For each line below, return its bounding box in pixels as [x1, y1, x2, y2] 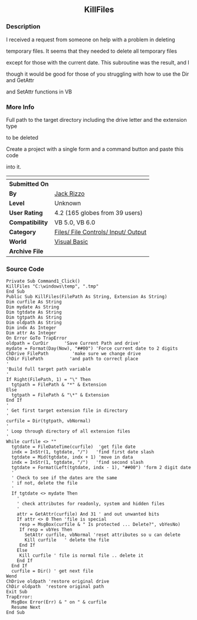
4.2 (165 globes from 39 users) [54, 208, 143, 217]
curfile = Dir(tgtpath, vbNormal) [6, 418, 91, 424]
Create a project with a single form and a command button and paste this [6, 145, 184, 153]
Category [9, 228, 37, 236]
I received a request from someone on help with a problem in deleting [6, 35, 175, 43]
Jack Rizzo [54, 189, 85, 198]
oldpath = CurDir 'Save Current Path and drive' [6, 340, 142, 347]
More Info [6, 103, 35, 111]
